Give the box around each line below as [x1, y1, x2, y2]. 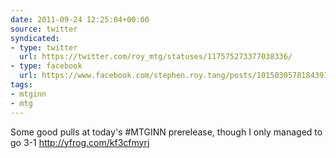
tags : [10, 80, 33, 90]
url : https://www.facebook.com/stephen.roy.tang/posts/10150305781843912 [19, 71, 333, 81]
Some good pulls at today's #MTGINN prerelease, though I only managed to [10, 126, 323, 138]
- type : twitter [10, 42, 78, 53]
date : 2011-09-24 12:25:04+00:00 [10, 14, 150, 25]
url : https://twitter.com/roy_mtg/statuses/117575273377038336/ [19, 52, 293, 62]
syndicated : [10, 33, 60, 43]
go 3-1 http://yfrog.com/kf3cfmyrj [10, 136, 150, 148]
